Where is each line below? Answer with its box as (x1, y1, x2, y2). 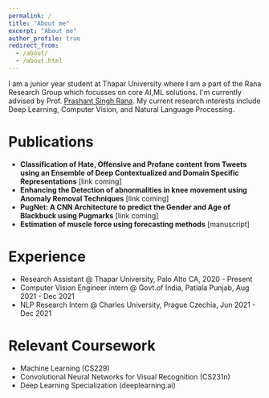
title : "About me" (8, 19, 70, 27)
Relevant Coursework (8, 336, 156, 354)
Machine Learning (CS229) (19, 363, 110, 373)
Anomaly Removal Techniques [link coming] (19, 193, 169, 203)
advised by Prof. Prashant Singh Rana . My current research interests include (8, 96, 261, 106)
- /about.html (15, 57, 63, 65)
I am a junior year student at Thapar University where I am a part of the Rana (8, 78, 262, 89)
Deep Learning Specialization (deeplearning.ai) (19, 380, 177, 390)
